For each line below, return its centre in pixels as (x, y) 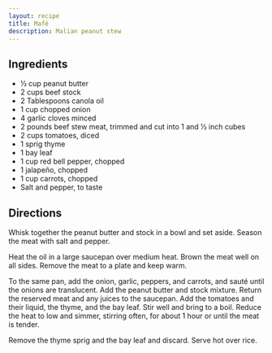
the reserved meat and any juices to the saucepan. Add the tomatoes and (131, 299)
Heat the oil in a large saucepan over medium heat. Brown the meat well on (134, 257)
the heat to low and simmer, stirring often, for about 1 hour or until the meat (134, 316)
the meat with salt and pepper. (60, 241)
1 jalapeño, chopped (54, 170)
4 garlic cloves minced (58, 118)
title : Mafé (28, 24)
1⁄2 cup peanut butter (54, 84)
